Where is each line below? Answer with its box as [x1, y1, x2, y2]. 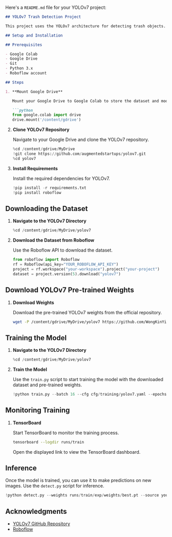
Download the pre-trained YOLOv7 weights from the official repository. [12, 309, 162, 315]
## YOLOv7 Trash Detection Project [5, 14, 81, 20]
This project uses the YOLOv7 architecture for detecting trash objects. [5, 23, 166, 29]
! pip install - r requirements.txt [12, 185, 87, 190]
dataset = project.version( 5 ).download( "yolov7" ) [12, 271, 121, 277]
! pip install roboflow [12, 190, 61, 195]
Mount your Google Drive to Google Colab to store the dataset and [12, 98, 159, 103]
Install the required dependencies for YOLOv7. [12, 175, 110, 182]
